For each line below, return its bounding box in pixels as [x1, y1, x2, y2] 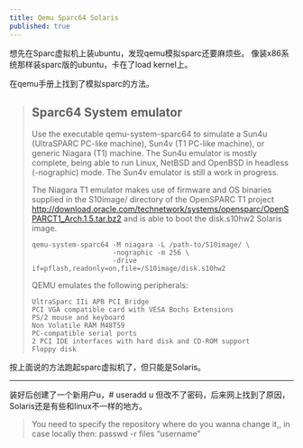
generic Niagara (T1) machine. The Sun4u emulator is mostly [31, 148, 257, 159]
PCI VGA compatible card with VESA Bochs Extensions [31, 305, 234, 314]
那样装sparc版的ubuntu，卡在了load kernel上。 [16, 59, 193, 70]
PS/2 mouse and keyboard [31, 313, 125, 322]
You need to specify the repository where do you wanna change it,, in [31, 419, 290, 430]
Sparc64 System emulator [31, 105, 183, 120]
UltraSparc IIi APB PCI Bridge [31, 297, 150, 307]
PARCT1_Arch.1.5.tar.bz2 [31, 213, 122, 224]
